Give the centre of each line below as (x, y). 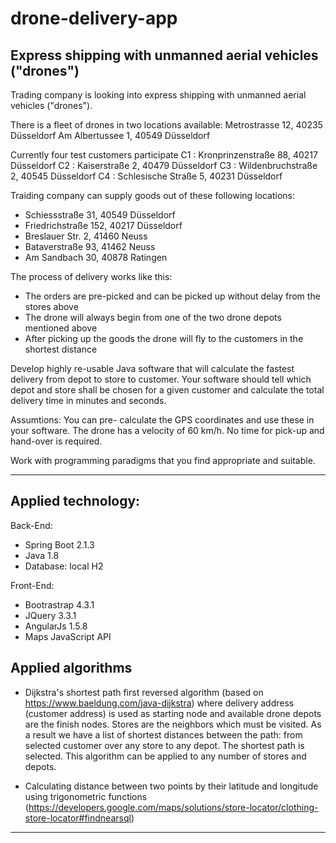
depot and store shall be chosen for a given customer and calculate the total (167, 390)
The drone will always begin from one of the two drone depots (153, 317)
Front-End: (32, 585)
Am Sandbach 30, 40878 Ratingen (96, 257)
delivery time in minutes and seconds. (88, 400)
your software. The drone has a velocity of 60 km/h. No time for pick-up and (167, 430)
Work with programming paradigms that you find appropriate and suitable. (163, 460)
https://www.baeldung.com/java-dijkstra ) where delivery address (159, 703)
